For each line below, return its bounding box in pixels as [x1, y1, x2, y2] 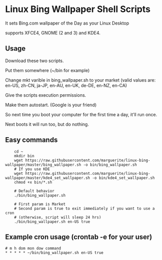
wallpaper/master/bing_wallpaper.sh [5, 162, 81, 167]
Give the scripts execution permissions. [5, 92, 86, 98]
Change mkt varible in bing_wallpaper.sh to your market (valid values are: [5, 77, 156, 83]
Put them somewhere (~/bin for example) [5, 67, 90, 73]
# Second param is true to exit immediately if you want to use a [14, 206, 155, 211]
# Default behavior [14, 188, 55, 193]
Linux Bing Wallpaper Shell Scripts [5, 4, 151, 15]
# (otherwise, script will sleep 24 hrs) [14, 214, 101, 220]
